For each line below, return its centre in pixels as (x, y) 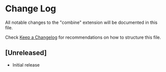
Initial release (26, 65)
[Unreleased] (26, 53)
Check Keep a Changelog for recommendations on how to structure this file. (83, 37)
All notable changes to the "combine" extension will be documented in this (82, 22)
